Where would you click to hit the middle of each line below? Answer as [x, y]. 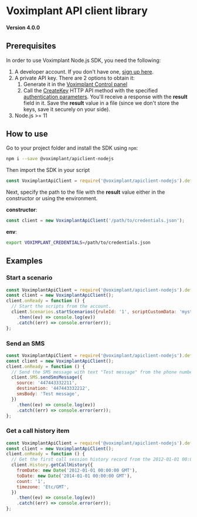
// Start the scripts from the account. [61, 306]
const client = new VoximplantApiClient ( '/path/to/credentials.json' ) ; [95, 221]
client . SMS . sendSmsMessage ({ [47, 377]
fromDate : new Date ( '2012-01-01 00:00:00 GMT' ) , [77, 470]
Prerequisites [31, 46]
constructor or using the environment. [52, 198]
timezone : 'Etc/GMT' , [43, 487]
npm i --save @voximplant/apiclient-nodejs [60, 159]
